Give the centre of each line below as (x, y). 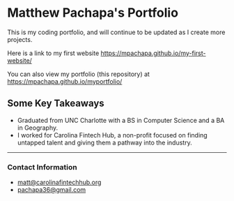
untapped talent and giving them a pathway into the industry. (105, 142)
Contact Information (42, 167)
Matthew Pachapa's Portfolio (93, 13)
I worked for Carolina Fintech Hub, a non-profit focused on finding (112, 135)
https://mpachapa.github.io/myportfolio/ (65, 81)
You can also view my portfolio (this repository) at (78, 74)
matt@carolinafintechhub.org (59, 182)
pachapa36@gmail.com (52, 190)
